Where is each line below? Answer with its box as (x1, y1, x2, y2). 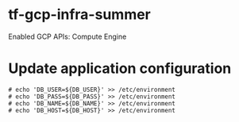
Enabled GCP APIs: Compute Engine (8, 32, 127, 41)
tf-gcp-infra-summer (8, 6, 151, 24)
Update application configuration (8, 59, 232, 78)
